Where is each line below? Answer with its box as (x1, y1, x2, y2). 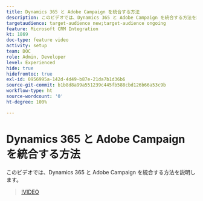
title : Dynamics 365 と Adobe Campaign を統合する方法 (6, 8, 140, 15)
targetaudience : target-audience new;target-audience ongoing (6, 20, 166, 26)
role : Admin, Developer (6, 54, 66, 60)
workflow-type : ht (6, 88, 53, 94)
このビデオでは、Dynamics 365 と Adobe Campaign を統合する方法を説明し (6, 168, 196, 176)
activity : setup (6, 43, 47, 49)
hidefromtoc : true (6, 71, 53, 77)
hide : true (6, 65, 34, 71)
